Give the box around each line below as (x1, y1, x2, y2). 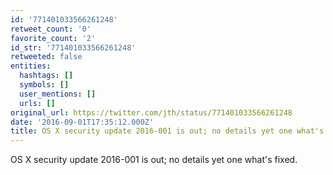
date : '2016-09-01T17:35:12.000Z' (10, 117, 155, 127)
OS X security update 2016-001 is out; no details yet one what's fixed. (10, 154, 298, 166)
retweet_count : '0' (10, 24, 92, 34)
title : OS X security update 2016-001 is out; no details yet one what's (10, 126, 325, 136)
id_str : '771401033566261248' (10, 42, 137, 53)
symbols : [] (19, 80, 70, 90)
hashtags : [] (19, 71, 74, 81)
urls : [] (19, 98, 56, 108)
